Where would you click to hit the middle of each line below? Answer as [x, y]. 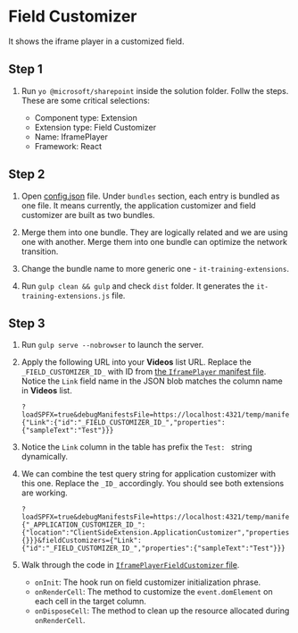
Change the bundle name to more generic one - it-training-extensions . [155, 268]
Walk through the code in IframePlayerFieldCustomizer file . [130, 565]
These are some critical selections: [86, 100]
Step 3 [27, 323]
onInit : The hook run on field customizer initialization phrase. [148, 582]
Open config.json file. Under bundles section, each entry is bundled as [150, 196]
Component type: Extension [86, 117]
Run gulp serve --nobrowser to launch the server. [112, 345]
